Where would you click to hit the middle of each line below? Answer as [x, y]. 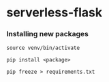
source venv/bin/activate [43, 48]
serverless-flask [54, 13]
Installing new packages [48, 34]
